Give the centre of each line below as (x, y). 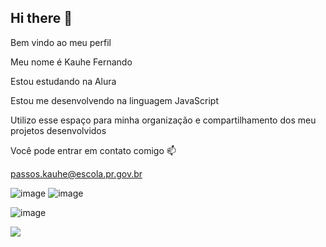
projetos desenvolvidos (58, 130)
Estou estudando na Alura (63, 81)
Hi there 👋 (41, 18)
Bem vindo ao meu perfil (61, 42)
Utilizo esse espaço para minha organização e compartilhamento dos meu (163, 120)
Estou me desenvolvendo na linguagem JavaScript (114, 100)
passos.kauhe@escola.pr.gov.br (76, 173)
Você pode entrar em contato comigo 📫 (93, 150)
